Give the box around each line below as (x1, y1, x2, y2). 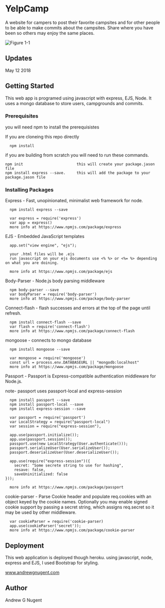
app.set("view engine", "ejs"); (9, 243, 77, 248)
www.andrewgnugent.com (5, 569, 60, 575)
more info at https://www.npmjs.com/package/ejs (9, 269, 113, 274)
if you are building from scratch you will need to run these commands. (5, 152, 150, 158)
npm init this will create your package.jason (5, 161, 155, 167)
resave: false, (14, 468, 46, 473)
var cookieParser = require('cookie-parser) (9, 519, 104, 524)
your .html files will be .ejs (9, 252, 75, 257)
